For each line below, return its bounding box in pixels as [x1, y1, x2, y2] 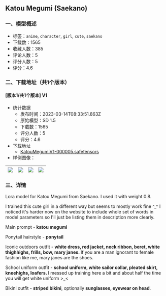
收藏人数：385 [12, 45, 44, 51]
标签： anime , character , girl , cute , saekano [12, 33, 103, 39]
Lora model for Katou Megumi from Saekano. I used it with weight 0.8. [5, 194, 152, 200]
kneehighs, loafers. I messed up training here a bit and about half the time [5, 270, 161, 276]
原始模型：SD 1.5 [20, 117, 56, 123]
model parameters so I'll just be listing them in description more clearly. [5, 214, 155, 221]
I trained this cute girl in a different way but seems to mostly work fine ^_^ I [5, 203, 161, 209]
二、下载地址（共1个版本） [5, 78, 70, 86]
